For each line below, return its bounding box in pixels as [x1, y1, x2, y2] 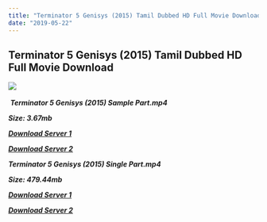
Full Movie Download [8, 60, 114, 74]
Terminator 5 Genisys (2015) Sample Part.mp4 [10, 98, 168, 108]
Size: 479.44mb [8, 175, 63, 185]
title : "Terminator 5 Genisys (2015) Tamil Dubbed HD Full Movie [8, 11, 229, 20]
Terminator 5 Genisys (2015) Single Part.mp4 [8, 159, 161, 169]
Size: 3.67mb [8, 113, 53, 123]
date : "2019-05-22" [8, 19, 73, 27]
